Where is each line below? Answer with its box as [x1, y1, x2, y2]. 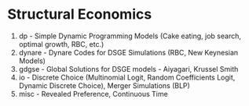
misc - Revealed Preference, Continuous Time [18, 89, 168, 98]
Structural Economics [7, 5, 152, 23]
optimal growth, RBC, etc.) [18, 39, 104, 48]
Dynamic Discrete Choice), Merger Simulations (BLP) [18, 80, 190, 90]
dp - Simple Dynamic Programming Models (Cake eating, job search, [18, 31, 241, 41]
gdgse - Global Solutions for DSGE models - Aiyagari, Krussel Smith [18, 64, 239, 73]
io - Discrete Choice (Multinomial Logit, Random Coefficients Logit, [18, 72, 236, 82]
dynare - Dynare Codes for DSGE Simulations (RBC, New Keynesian [18, 48, 239, 57]
